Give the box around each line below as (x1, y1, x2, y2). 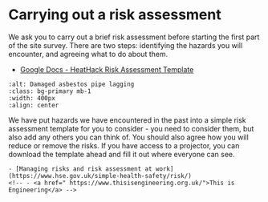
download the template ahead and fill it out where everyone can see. (8, 149, 235, 159)
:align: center (8, 101, 59, 109)
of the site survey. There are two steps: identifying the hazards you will (8, 40, 243, 50)
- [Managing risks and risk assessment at (8, 164, 152, 173)
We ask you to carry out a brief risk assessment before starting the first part (8, 32, 260, 42)
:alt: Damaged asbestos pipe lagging (8, 80, 135, 88)
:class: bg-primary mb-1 (8, 87, 91, 95)
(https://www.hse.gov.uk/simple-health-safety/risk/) (8, 172, 193, 180)
